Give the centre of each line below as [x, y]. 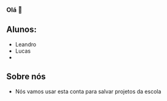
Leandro [26, 44]
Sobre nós [26, 77]
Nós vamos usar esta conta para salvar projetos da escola [88, 91]
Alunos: [22, 30]
